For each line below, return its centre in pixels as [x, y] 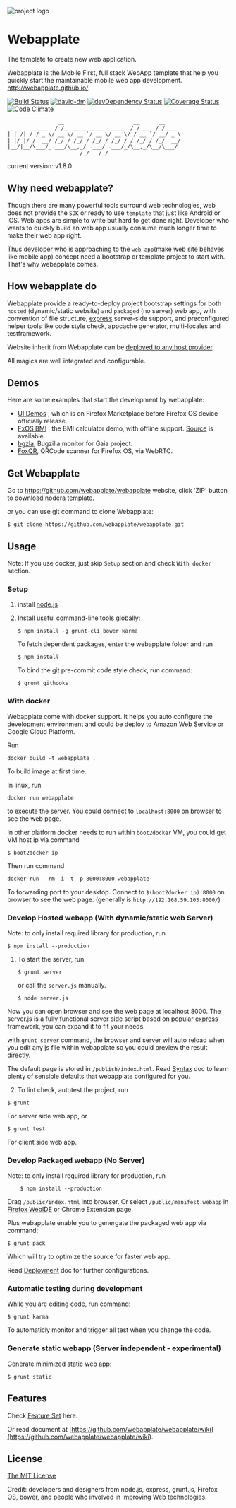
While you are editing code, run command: [69, 1304]
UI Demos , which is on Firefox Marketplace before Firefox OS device [118, 414]
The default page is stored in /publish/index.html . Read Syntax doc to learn [118, 1068]
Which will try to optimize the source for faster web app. [89, 1257]
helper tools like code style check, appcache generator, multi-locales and [114, 326]
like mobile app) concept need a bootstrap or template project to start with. [116, 256]
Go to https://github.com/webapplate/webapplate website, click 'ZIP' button [117, 491]
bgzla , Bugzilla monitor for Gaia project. [75, 444]
